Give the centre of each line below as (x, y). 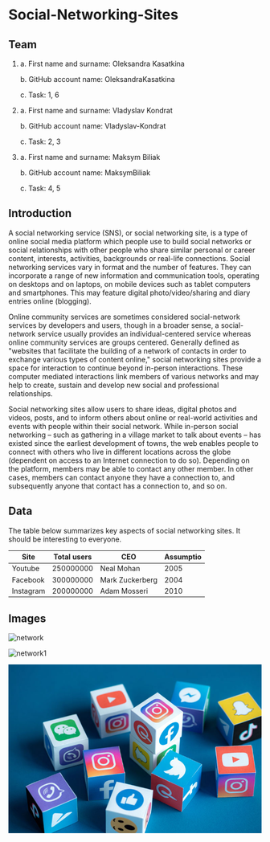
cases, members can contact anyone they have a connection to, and (122, 477)
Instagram (29, 591)
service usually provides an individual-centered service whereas (144, 333)
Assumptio (183, 557)
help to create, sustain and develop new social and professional (114, 385)
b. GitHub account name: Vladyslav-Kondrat (93, 126)
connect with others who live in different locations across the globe (120, 452)
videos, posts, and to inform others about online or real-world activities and (133, 417)
